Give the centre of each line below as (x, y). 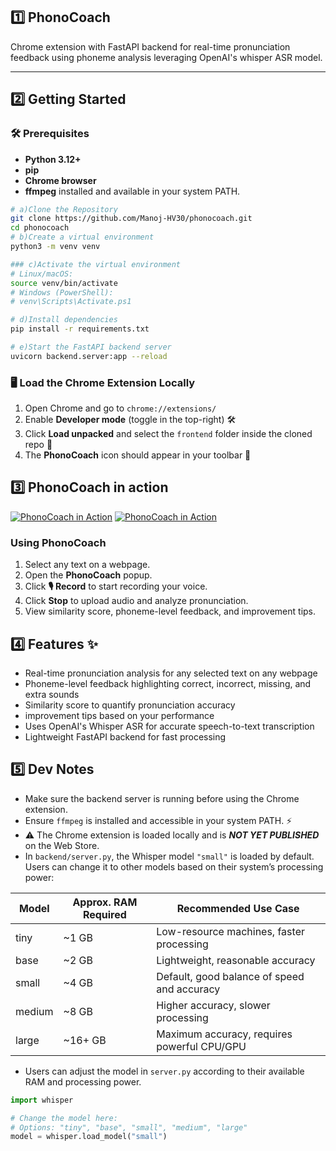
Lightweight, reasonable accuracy (236, 960)
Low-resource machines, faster (230, 931)
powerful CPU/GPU (201, 1046)
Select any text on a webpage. (87, 565)
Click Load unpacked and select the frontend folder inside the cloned (168, 434)
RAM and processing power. (83, 1081)
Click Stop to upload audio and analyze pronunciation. (136, 601)
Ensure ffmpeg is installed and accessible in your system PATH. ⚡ (158, 820)
